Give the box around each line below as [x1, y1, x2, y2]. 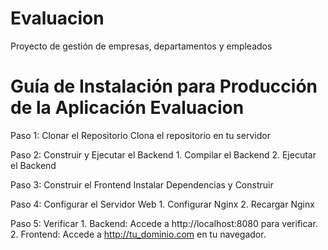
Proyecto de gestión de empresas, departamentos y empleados [10, 40, 273, 52]
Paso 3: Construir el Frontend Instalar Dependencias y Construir [10, 178, 274, 191]
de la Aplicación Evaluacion [10, 97, 245, 119]
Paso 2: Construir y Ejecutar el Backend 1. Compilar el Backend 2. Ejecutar [10, 148, 317, 161]
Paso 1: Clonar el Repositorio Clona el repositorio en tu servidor [10, 129, 271, 141]
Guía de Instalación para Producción [10, 75, 318, 98]
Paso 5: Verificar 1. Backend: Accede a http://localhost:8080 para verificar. [10, 217, 318, 229]
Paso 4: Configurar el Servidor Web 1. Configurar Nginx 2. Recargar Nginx [10, 198, 315, 210]
